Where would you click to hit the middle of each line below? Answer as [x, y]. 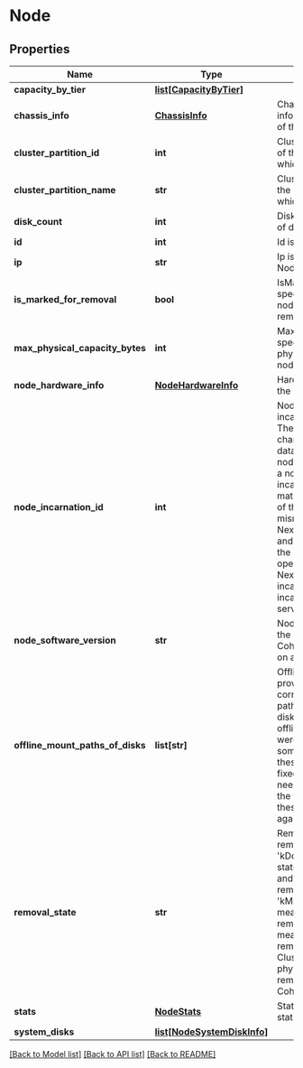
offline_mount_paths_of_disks [80, 745]
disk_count [38, 222]
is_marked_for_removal [65, 299]
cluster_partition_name [65, 190]
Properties [40, 49]
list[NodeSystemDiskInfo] [211, 1032]
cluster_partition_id [57, 153]
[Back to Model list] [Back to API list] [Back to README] [113, 1054]
